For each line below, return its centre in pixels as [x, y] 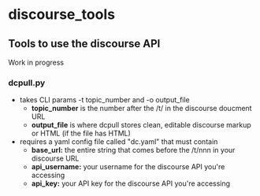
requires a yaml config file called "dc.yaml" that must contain [119, 142]
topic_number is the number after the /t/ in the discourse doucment [141, 109]
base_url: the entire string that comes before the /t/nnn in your [133, 150]
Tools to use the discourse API [84, 44]
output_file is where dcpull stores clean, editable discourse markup [141, 125]
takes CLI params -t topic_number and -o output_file [105, 100]
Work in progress [36, 62]
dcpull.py [27, 83]
